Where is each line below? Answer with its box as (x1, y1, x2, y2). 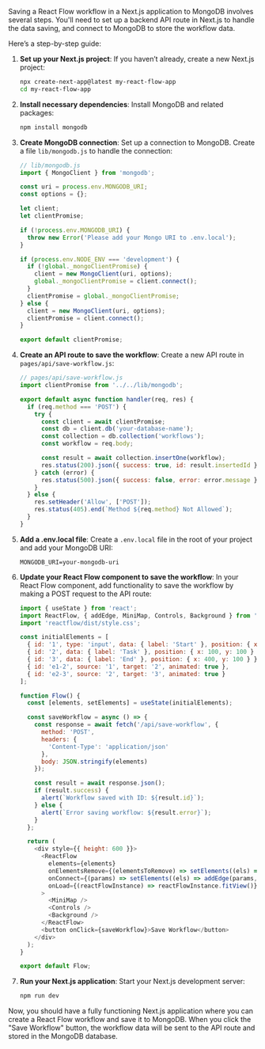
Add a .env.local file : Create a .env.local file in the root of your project (19, 534, 253, 544)
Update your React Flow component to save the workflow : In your (19, 572, 239, 581)
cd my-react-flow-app (19, 85, 91, 93)
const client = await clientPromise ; (40, 417, 166, 426)
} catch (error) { (34, 469, 95, 477)
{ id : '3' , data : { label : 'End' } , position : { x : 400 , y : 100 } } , (27, 656, 261, 663)
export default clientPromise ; (19, 336, 123, 344)
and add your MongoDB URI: (19, 542, 113, 553)
